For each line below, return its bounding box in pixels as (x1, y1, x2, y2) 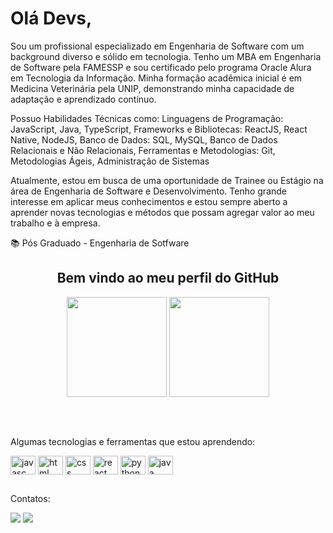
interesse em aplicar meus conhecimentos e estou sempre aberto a (10, 195, 288, 207)
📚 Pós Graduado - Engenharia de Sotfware (10, 237, 190, 249)
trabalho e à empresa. (10, 217, 101, 229)
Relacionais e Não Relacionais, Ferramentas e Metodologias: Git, (10, 144, 276, 156)
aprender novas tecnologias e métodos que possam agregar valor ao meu (10, 206, 315, 218)
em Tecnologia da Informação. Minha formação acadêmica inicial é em (10, 72, 303, 84)
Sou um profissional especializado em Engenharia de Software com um (10, 40, 305, 52)
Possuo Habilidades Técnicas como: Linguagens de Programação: (10, 112, 284, 124)
